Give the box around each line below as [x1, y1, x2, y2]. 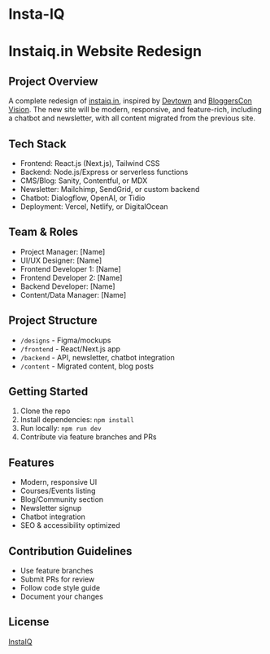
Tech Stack [8, 137, 67, 150]
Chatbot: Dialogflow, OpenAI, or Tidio [20, 193, 146, 203]
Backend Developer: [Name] [20, 281, 115, 291]
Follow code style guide [20, 583, 100, 593]
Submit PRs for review [20, 574, 95, 584]
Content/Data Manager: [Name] [20, 290, 127, 299]
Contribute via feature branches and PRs [20, 432, 157, 442]
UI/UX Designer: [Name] [20, 255, 102, 265]
